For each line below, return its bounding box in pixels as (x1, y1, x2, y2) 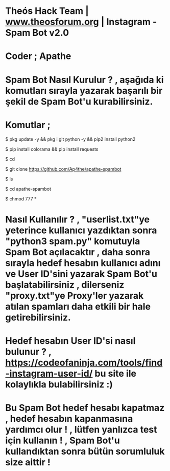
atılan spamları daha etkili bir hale (5, 300, 151, 312)
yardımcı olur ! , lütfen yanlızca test (5, 424, 157, 436)
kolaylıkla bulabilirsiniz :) (5, 378, 113, 390)
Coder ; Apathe (5, 50, 71, 62)
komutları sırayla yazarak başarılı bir (5, 85, 163, 96)
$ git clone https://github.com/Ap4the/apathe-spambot (5, 166, 122, 172)
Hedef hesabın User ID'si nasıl (5, 335, 136, 346)
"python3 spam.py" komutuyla (5, 235, 140, 247)
